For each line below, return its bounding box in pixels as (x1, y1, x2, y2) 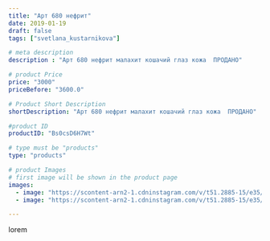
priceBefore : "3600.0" (8, 85, 84, 93)
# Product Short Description (8, 100, 106, 108)
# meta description (8, 49, 74, 57)
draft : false (8, 27, 52, 35)
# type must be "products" (8, 144, 99, 153)
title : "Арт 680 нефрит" (8, 11, 92, 20)
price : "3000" (8, 78, 56, 86)
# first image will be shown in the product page (8, 174, 178, 182)
